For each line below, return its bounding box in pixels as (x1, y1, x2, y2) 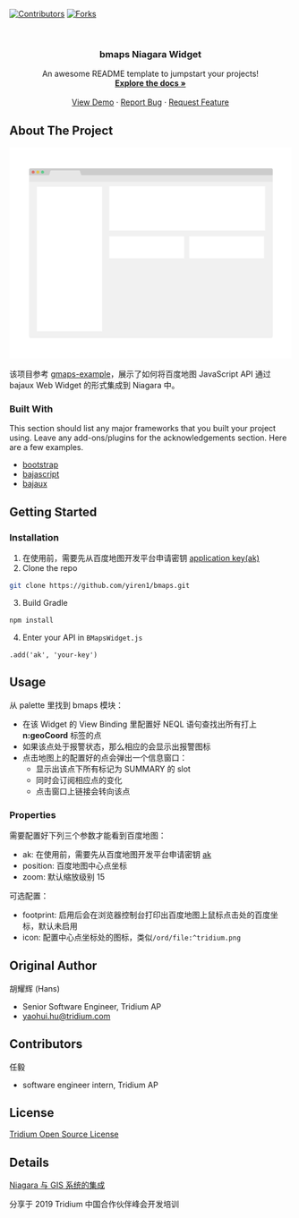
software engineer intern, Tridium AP (21, 1079, 158, 1090)
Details (9, 1154, 49, 1170)
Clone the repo (21, 563, 78, 574)
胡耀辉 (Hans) (9, 983, 61, 993)
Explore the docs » (115, 78, 186, 89)
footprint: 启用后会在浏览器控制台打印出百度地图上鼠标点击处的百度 (21, 909, 271, 920)
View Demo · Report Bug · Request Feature (71, 97, 230, 107)
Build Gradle (21, 597, 69, 608)
